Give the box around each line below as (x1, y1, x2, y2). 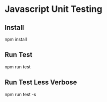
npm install (4, 36, 27, 42)
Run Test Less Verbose (4, 78, 77, 87)
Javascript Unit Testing (4, 3, 103, 15)
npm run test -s (4, 91, 37, 97)
